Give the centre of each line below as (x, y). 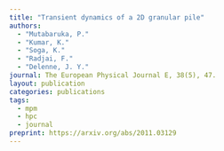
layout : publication (48, 83)
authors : (25, 26)
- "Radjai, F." (45, 59)
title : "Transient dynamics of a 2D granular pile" (107, 17)
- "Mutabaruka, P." (53, 34)
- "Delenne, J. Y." (53, 68)
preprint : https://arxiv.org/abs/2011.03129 (93, 133)
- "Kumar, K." (43, 42)
